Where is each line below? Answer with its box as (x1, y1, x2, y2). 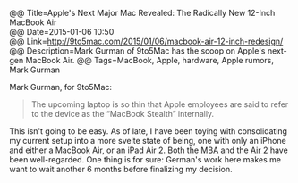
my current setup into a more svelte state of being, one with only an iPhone (9, 136, 286, 146)
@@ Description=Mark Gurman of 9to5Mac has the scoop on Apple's (9, 46, 266, 56)
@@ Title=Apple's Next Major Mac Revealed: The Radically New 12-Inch (9, 8, 276, 18)
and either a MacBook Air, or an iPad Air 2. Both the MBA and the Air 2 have (9, 145, 288, 155)
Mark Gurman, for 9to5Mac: (9, 82, 113, 92)
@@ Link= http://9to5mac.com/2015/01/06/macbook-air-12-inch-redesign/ (9, 36, 284, 46)
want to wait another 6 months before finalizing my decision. (9, 164, 233, 174)
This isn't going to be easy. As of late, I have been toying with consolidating (9, 126, 288, 137)
